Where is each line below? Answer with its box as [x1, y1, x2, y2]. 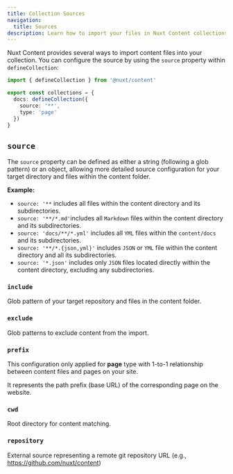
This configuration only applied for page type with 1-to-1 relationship [7, 360, 203, 368]
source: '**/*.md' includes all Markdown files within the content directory [17, 214, 223, 222]
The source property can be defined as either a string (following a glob [7, 158, 209, 166]
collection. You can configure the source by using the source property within [7, 56, 225, 65]
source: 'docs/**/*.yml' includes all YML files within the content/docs [17, 229, 216, 237]
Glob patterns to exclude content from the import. [7, 328, 149, 337]
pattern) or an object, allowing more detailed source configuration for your [7, 165, 220, 174]
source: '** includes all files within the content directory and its [17, 199, 201, 208]
